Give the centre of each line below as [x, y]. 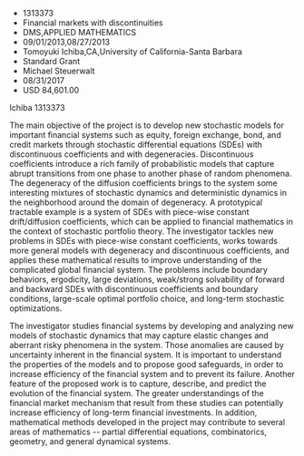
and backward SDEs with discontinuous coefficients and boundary [134, 289]
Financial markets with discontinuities [93, 23]
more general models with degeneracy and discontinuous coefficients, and [150, 250]
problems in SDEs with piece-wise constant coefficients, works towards [144, 241]
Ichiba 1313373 [37, 107]
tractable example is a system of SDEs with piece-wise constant [129, 212]
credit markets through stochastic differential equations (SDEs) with [136, 145]
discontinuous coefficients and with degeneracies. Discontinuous [132, 154]
